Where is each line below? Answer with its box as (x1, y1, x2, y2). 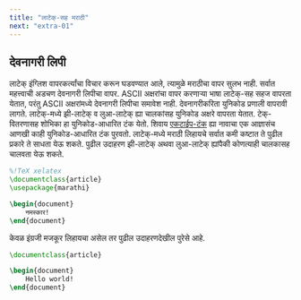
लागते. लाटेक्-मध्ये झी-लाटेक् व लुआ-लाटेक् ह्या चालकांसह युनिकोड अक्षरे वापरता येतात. (9, 108, 256, 119)
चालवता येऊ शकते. (9, 149, 64, 159)
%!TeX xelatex (9, 167, 63, 176)
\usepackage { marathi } (9, 184, 90, 193)
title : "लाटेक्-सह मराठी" (9, 13, 90, 22)
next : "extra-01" (9, 21, 74, 30)
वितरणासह (9, 118, 39, 130)
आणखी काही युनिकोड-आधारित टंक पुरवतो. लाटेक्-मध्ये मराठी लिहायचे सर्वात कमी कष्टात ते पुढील (9, 129, 283, 140)
